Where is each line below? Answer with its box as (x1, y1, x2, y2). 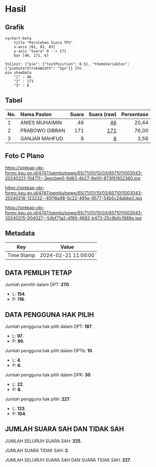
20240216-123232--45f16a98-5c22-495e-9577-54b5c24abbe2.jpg (5, 195, 142, 201)
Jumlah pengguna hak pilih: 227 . (5, 396, 71, 402)
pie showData (5, 70, 32, 75)
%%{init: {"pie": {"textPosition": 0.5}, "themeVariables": (5, 62, 130, 67)
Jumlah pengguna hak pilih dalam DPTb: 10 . (5, 348, 94, 354)
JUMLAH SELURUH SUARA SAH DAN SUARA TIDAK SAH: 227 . (5, 457, 132, 463)
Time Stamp (7, 252, 36, 259)
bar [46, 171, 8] (14, 53, 49, 58)
